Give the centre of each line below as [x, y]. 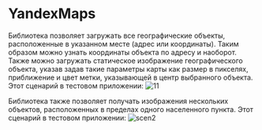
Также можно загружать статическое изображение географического [125, 61]
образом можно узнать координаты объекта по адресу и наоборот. [122, 52]
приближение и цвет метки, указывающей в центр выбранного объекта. [131, 77]
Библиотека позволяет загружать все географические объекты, [117, 35]
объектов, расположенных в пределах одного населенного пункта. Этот [131, 109]
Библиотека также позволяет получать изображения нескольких [118, 101]
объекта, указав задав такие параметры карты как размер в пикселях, [128, 69]
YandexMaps [52, 14]
